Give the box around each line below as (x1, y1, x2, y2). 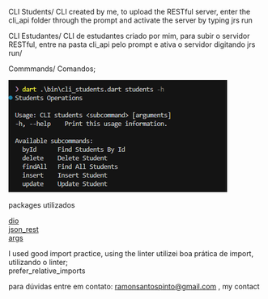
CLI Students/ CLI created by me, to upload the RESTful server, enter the (8, 7, 251, 16)
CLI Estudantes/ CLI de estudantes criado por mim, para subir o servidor (8, 32, 250, 40)
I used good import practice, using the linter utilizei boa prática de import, (8, 249, 253, 258)
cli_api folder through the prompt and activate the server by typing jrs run (8, 15, 253, 25)
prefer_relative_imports (8, 266, 86, 276)
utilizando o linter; (8, 258, 69, 267)
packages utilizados (8, 200, 75, 209)
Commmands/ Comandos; (8, 64, 96, 74)
